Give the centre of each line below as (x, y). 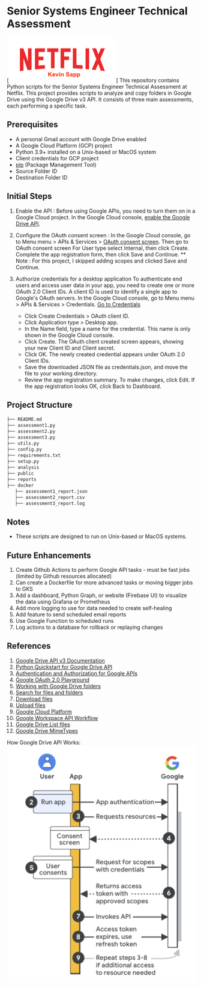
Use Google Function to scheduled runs (64, 621)
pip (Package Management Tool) (56, 165)
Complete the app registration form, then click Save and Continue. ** (101, 254)
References (29, 646)
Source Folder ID (36, 171)
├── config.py (25, 450)
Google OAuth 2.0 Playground (52, 679)
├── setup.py (23, 462)
